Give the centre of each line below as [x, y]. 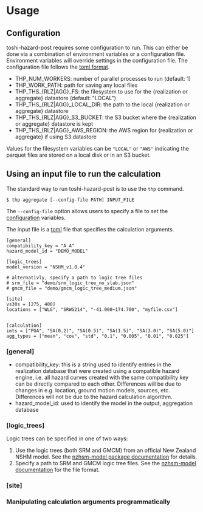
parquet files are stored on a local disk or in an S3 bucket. [78, 155]
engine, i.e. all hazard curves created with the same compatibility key [102, 378]
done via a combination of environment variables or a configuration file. [96, 54]
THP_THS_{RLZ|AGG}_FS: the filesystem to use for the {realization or [101, 91]
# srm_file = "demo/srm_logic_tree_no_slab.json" [71, 283]
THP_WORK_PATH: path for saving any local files [76, 85]
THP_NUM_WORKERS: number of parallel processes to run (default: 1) [103, 79]
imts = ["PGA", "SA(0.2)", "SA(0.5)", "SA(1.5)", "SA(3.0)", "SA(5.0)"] [100, 331]
